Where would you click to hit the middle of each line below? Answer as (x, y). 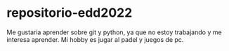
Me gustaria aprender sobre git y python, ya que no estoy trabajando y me (114, 32)
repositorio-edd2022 (70, 13)
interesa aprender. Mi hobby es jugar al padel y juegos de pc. (95, 39)
